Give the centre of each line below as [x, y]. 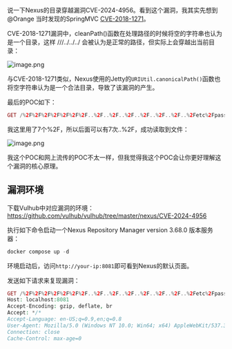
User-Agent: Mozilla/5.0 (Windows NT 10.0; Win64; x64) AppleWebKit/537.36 [118, 326]
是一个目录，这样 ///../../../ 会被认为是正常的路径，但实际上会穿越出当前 [108, 42]
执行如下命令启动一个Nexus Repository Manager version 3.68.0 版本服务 [110, 229]
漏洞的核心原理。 [37, 166]
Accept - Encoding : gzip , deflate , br [60, 306]
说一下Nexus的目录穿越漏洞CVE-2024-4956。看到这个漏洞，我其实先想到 [113, 10]
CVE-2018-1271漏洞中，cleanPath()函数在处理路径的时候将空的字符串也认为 [115, 34]
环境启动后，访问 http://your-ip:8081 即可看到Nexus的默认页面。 [100, 265]
